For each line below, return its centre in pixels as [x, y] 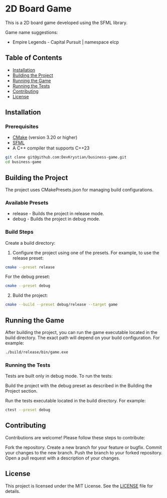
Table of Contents [34, 58]
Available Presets [27, 203]
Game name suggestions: [32, 32]
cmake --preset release [30, 267]
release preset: [28, 258]
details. [13, 491]
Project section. [21, 391]
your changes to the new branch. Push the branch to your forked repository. [84, 452]
